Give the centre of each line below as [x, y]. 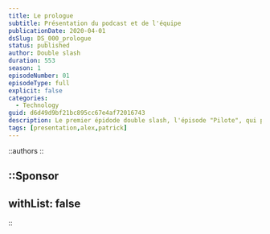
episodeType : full [39, 83]
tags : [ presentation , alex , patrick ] [68, 128]
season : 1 [25, 68]
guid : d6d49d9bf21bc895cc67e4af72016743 [77, 113]
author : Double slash [45, 53]
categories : [28, 98]
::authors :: [26, 150]
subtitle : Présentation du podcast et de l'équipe [95, 23]
